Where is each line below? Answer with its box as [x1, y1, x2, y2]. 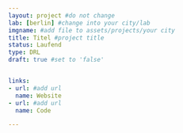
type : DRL [8, 48, 41, 56]
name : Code [15, 106, 51, 115]
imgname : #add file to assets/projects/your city [8, 26, 176, 34]
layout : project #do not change [8, 11, 115, 20]
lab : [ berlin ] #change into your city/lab [8, 19, 151, 27]
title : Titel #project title [8, 33, 105, 42]
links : [8, 77, 30, 85]
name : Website [15, 92, 62, 100]
